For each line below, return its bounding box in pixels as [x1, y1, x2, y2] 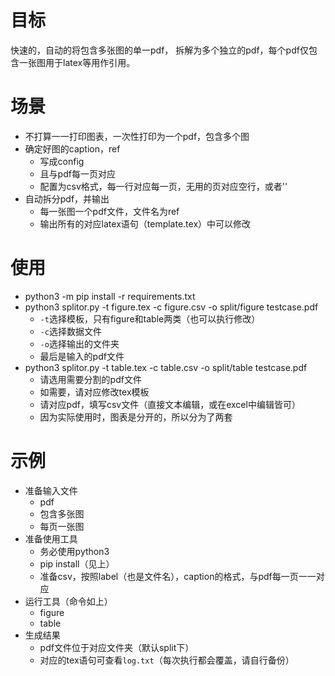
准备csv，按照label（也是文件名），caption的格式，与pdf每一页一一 [39, 570, 317, 582]
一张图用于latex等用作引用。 [18, 56, 136, 68]
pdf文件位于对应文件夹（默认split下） [39, 641, 195, 653]
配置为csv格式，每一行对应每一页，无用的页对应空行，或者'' [39, 180, 288, 192]
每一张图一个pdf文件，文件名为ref [39, 205, 180, 217]
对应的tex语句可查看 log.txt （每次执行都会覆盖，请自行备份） [39, 654, 295, 666]
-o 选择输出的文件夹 [39, 337, 120, 350]
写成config [39, 155, 85, 167]
